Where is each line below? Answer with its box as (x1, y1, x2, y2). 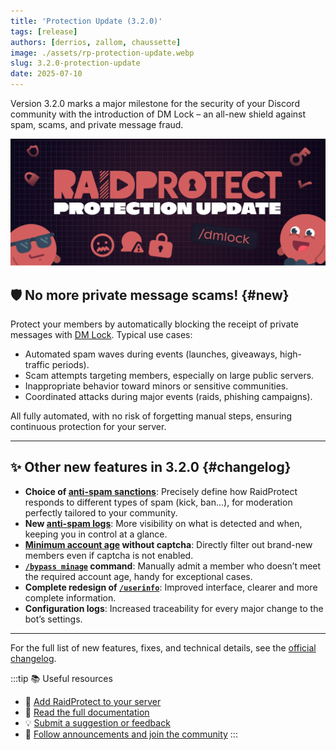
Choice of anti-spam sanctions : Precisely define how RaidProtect (24, 485, 298, 497)
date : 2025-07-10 (10, 69, 83, 79)
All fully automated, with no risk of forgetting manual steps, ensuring (10, 410, 293, 422)
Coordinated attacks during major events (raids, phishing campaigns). (24, 391, 313, 403)
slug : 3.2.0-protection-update (10, 58, 141, 69)
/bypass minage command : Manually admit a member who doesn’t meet (24, 560, 322, 572)
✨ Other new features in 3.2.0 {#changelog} (10, 459, 292, 476)
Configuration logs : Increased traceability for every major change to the (24, 602, 324, 614)
